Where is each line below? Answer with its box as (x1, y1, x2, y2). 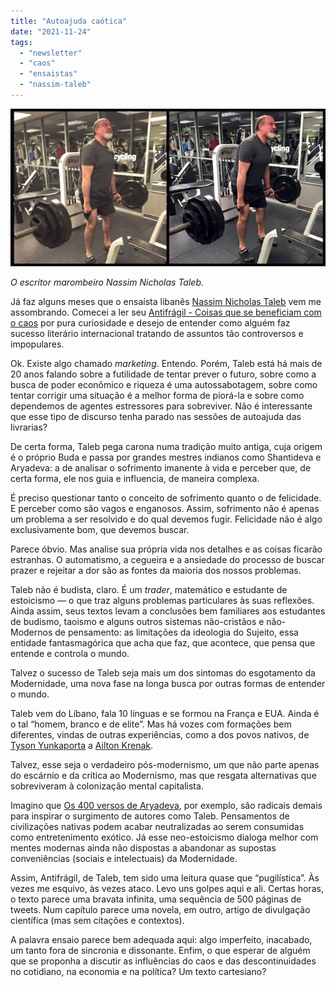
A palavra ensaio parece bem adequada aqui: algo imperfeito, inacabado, (10, 933, 313, 945)
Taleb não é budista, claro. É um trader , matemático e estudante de (10, 583, 288, 595)
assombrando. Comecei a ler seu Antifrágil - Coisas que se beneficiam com (10, 306, 322, 318)
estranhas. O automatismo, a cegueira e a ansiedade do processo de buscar (10, 553, 325, 565)
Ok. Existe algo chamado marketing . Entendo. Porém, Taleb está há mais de (10, 357, 323, 369)
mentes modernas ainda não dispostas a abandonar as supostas (10, 841, 277, 854)
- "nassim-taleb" (19, 80, 92, 90)
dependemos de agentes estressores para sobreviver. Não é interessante (10, 400, 313, 412)
